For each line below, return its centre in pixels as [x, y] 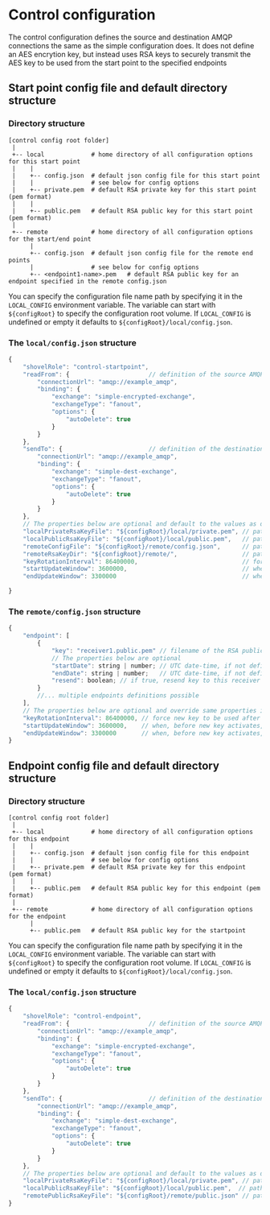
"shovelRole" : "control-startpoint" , [86, 367]
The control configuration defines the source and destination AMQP [121, 37]
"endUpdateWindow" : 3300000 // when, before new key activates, [143, 733]
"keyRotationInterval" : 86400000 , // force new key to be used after [142, 718]
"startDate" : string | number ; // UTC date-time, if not [149, 666]
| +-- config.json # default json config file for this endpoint [131, 853]
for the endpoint [37, 917]
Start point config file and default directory [118, 88]
